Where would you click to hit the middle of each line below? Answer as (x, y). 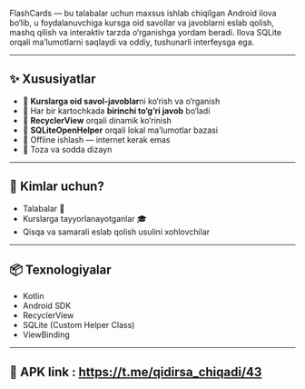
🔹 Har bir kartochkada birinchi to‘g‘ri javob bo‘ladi (116, 110)
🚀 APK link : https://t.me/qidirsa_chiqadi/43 (136, 372)
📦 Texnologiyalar (60, 270)
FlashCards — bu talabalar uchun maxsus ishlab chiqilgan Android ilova (143, 13)
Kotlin (33, 296)
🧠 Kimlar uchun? (57, 187)
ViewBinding (46, 334)
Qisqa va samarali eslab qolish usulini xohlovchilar (116, 232)
